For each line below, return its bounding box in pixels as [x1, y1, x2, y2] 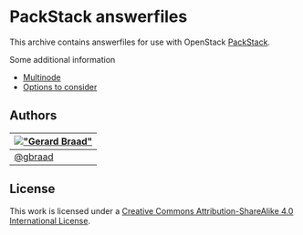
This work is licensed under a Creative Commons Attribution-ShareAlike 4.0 [9, 205, 294, 216]
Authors [9, 107, 57, 124]
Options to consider [22, 81, 98, 92]
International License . [9, 215, 91, 226]
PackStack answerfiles [9, 6, 188, 27]
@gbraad [14, 150, 54, 163]
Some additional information [9, 54, 116, 65]
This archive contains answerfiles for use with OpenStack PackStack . [9, 36, 271, 47]
